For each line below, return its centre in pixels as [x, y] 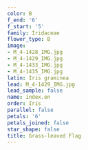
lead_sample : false [35, 91]
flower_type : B [29, 39]
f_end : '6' [23, 20]
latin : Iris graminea [38, 78]
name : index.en [29, 97]
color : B [20, 13]
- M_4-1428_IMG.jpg [35, 53]
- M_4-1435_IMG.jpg [35, 71]
